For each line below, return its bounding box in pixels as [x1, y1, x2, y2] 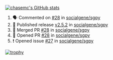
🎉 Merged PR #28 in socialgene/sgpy [12, 27, 90, 33]
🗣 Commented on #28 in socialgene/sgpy [12, 15, 100, 20]
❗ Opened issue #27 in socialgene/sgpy [12, 38, 94, 44]
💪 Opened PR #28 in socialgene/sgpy [12, 32, 90, 38]
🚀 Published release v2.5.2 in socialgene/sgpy [12, 22, 108, 27]
